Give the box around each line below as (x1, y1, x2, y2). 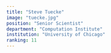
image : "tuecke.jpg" (6, 15, 59, 21)
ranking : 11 (6, 37, 37, 43)
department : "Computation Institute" (6, 26, 103, 32)
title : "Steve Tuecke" (6, 9, 64, 15)
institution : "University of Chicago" (6, 32, 105, 38)
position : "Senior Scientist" (6, 20, 84, 26)
